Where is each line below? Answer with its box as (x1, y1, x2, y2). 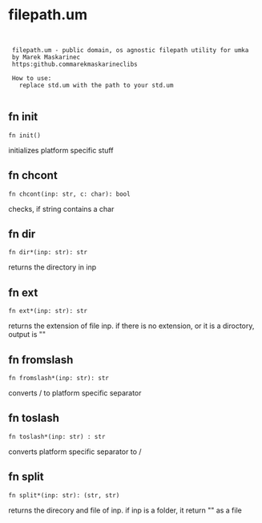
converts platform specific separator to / (8, 447, 142, 456)
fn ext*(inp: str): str (8, 307, 88, 315)
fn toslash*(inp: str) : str (8, 432, 106, 440)
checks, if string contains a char (8, 204, 115, 213)
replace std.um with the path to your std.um (18, 81, 174, 89)
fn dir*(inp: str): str (8, 249, 88, 257)
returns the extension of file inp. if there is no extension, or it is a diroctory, (8, 321, 255, 330)
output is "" (8, 330, 46, 339)
